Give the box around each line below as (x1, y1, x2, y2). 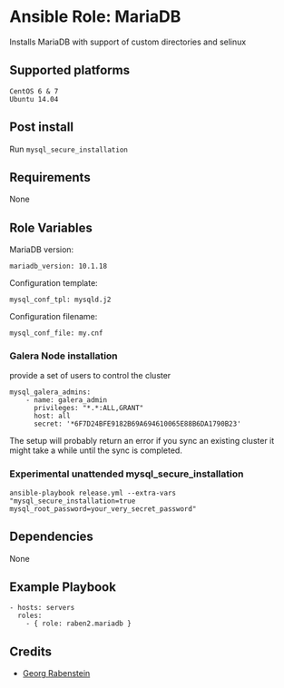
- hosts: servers (9, 604, 75, 613)
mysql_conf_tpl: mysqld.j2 (9, 295, 112, 305)
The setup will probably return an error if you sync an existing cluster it (9, 436, 275, 447)
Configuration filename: (9, 311, 98, 322)
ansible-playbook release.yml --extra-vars (9, 488, 177, 497)
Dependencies (9, 529, 93, 545)
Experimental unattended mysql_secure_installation (9, 467, 244, 480)
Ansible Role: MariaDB (9, 6, 181, 27)
